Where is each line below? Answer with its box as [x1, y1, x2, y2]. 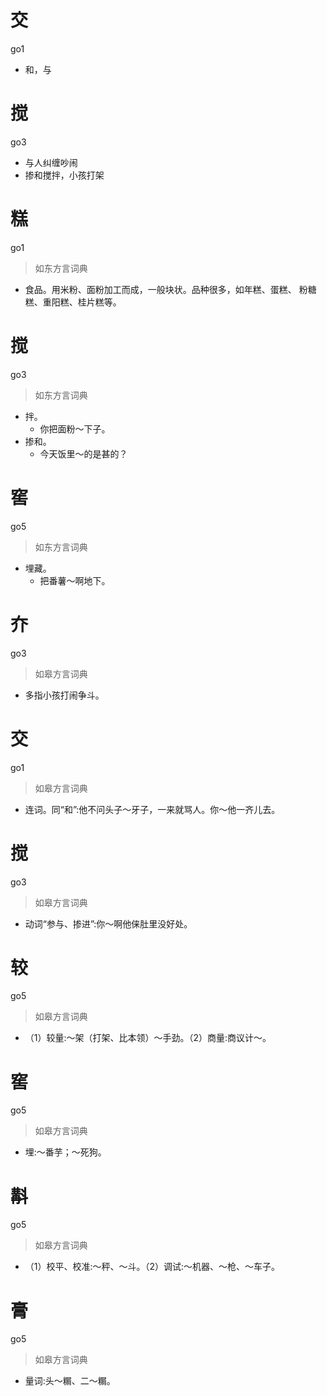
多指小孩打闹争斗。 [24, 689, 105, 701]
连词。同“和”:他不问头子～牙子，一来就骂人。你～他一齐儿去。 [24, 803, 281, 815]
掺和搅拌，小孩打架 [24, 169, 105, 181]
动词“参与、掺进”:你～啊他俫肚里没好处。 [24, 917, 193, 930]
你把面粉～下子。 [39, 422, 111, 435]
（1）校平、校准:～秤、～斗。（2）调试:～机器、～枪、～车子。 [24, 1261, 281, 1273]
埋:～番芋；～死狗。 [24, 1146, 107, 1158]
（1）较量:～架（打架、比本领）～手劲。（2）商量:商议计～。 [24, 1032, 272, 1044]
